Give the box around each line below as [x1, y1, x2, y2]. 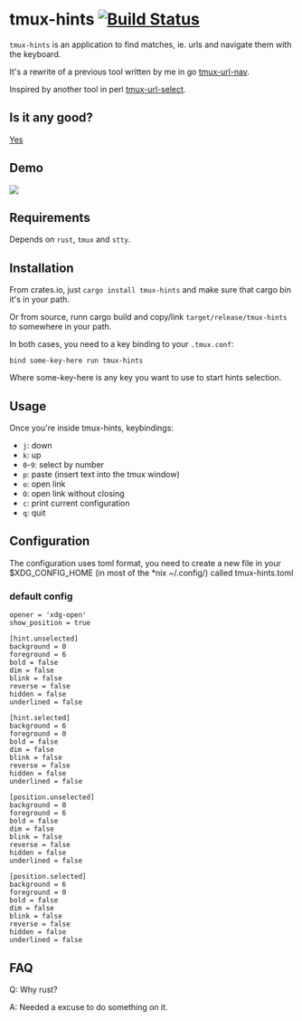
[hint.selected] [9, 714, 71, 723]
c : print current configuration [22, 498, 130, 508]
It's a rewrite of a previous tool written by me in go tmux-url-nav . [9, 66, 250, 77]
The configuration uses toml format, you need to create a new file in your [9, 557, 282, 568]
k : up [22, 449, 42, 460]
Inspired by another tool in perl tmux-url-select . [9, 83, 186, 94]
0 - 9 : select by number [22, 459, 105, 470]
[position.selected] [9, 872, 88, 881]
